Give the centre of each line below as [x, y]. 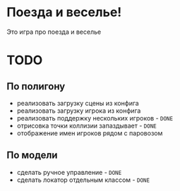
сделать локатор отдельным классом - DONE [83, 180]
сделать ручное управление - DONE [69, 172]
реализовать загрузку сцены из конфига [78, 103]
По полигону [36, 86]
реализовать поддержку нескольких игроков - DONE [95, 118]
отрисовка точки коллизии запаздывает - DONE [86, 125]
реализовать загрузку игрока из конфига [79, 111]
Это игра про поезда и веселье [54, 32]
